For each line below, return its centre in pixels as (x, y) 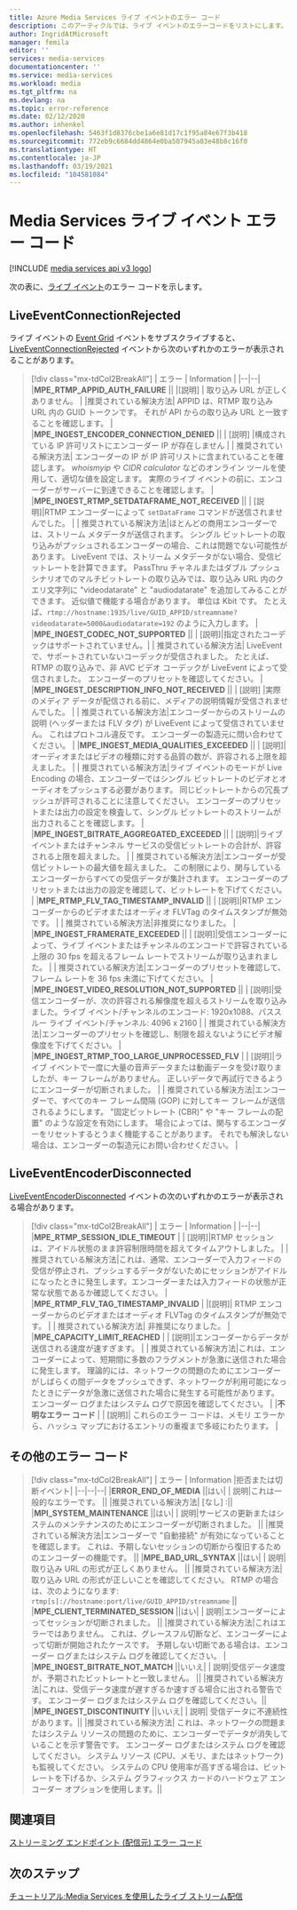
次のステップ (44, 1873)
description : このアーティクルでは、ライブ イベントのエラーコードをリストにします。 (148, 26)
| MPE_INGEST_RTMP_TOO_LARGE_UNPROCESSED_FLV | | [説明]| (152, 1056)
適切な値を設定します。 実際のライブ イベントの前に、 (160, 479)
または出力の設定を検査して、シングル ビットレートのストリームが (160, 812)
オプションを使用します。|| (113, 1789)
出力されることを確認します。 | (87, 823)
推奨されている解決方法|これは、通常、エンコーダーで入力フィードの (156, 1259)
